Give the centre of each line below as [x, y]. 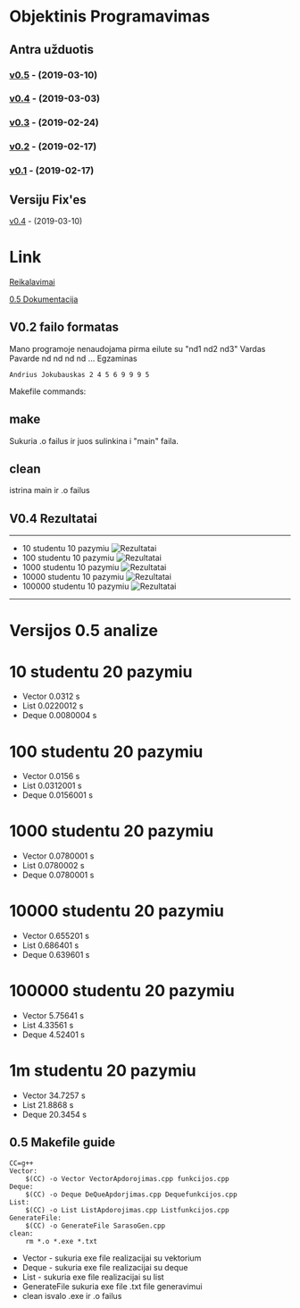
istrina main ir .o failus [50, 490]
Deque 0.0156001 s [58, 795]
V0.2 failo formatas [64, 327]
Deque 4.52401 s [53, 1035]
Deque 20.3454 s [54, 1115]
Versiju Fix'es [48, 200]
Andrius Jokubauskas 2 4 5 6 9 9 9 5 [79, 374]
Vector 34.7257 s [54, 1095]
